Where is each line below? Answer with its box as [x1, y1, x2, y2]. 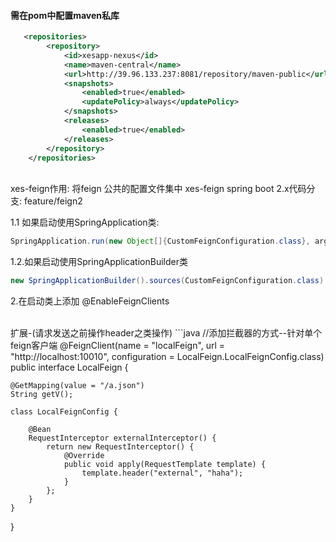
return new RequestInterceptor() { [46, 442, 195, 452]
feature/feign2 [23, 195, 83, 207]
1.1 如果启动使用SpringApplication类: [10, 216, 160, 229]
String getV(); [10, 390, 74, 400]
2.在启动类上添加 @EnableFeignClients [10, 295, 170, 307]
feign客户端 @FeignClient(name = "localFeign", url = [10, 340, 226, 352]
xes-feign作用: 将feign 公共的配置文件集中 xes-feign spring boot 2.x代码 [10, 183, 307, 195]
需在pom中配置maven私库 [10, 9, 120, 21]
